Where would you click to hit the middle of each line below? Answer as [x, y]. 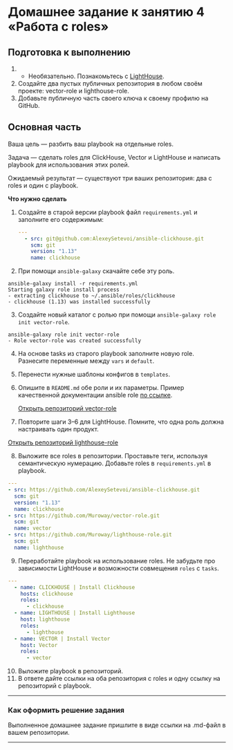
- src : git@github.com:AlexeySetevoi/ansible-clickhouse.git [114, 238]
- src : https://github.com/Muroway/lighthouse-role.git [90, 535]
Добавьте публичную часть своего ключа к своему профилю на [113, 98]
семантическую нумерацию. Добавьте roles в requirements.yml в [114, 463]
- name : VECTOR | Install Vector [62, 639]
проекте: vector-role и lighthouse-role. [74, 91]
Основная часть [45, 128]
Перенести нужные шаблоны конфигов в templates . [94, 375]
